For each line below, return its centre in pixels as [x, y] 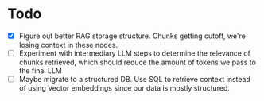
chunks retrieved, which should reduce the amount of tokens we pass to [137, 62]
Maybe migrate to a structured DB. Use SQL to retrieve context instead [135, 80]
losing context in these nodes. [68, 45]
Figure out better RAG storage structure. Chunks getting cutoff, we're [132, 36]
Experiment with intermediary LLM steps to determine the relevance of [135, 53]
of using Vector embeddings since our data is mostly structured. [124, 88]
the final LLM [41, 71]
